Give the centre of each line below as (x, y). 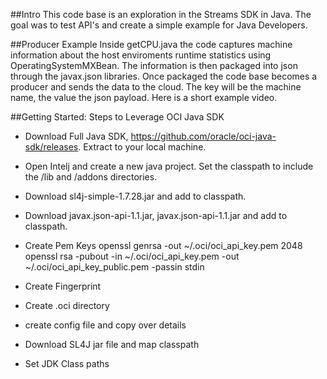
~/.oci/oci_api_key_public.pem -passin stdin (114, 267)
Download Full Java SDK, (76, 136)
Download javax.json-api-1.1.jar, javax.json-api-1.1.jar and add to (156, 215)
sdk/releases (51, 147)
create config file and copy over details (105, 325)
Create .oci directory (67, 305)
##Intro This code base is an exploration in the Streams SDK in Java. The (161, 14)
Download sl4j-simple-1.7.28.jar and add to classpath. (135, 196)
